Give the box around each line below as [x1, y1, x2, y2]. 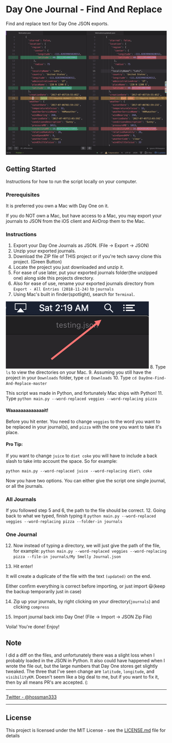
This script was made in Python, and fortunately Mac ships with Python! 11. [6, 390, 163, 396]
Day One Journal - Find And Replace [6, 4, 162, 15]
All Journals [6, 496, 36, 503]
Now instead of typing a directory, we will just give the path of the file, [13, 543, 161, 549]
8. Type [150, 364, 166, 370]
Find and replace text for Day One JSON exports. [6, 20, 109, 27]
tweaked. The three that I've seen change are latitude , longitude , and [6, 668, 155, 674]
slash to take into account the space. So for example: [6, 458, 118, 464]
